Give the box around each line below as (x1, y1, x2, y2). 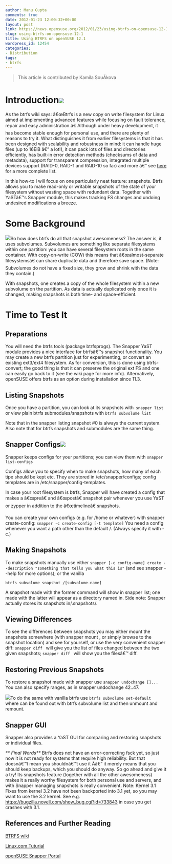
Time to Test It (5, 309, 68, 321)
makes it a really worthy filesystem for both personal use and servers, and (5, 777, 162, 783)
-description (5, 566, 33, 571)
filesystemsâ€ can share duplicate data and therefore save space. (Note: (5, 258, 159, 264)
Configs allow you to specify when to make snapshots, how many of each (5, 468, 161, 474)
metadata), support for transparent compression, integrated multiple (5, 157, 149, 163)
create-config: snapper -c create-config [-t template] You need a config (5, 520, 164, 526)
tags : (5, 55, 17, 61)
